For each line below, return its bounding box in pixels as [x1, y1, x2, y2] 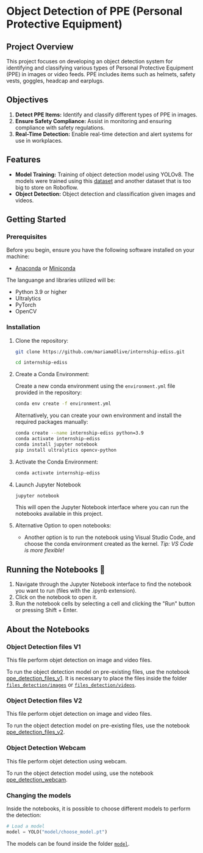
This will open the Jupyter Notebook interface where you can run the [15, 504, 189, 511]
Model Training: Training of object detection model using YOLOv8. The [15, 171, 194, 178]
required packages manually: [15, 418, 88, 426]
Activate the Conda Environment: [15, 458, 99, 465]
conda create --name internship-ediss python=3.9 [15, 430, 144, 437]
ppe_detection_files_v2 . [6, 729, 65, 736]
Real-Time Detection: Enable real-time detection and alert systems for [15, 130, 193, 138]
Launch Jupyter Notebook [15, 480, 81, 488]
